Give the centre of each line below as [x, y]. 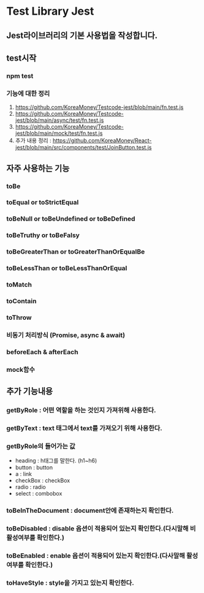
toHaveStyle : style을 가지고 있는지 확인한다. [70, 583]
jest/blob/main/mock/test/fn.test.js [59, 134]
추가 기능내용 [30, 391]
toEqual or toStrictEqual [43, 202]
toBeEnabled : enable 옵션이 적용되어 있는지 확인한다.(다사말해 [96, 556]
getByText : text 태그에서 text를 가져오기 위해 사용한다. [84, 428]
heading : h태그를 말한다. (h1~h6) [56, 461]
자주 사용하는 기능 [38, 168]
